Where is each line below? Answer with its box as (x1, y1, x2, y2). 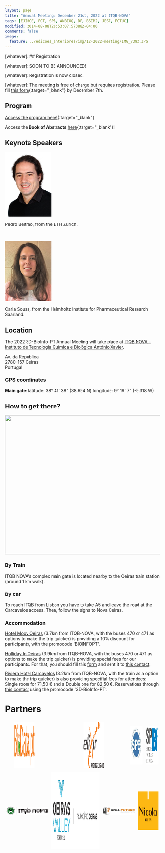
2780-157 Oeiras (5, 359, 39, 365)
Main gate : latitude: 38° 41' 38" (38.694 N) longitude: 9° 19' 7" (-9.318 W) (5, 388, 154, 394)
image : (5, 34, 19, 39)
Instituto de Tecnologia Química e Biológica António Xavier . (5, 344, 124, 350)
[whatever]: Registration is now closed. (5, 72, 84, 78)
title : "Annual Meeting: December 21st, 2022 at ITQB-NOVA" (5, 13, 131, 18)
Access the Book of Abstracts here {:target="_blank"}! (5, 124, 115, 130)
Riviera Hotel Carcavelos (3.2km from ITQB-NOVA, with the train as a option (5, 671, 159, 677)
